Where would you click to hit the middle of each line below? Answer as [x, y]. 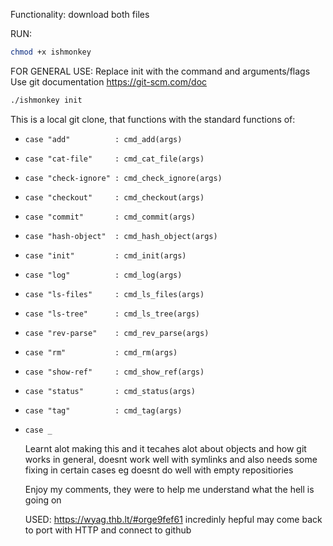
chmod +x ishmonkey [51, 52]
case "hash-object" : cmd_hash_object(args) [121, 236]
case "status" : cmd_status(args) [110, 391]
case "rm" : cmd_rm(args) [101, 352]
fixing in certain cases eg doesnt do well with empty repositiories [159, 470]
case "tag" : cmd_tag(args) [103, 410]
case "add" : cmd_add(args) [103, 139]
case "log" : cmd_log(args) [103, 275]
